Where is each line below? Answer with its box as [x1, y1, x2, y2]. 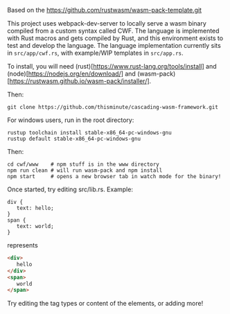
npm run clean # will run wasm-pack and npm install [7, 167, 163, 174]
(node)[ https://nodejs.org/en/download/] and [7, 69, 136, 78]
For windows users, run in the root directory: [7, 116, 134, 124]
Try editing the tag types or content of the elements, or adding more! [7, 299, 204, 308]
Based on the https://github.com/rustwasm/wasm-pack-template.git [7, 6, 202, 14]
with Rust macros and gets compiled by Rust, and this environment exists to [7, 34, 224, 42]
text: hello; [16, 204, 54, 211]
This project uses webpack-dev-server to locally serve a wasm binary [7, 19, 206, 27]
